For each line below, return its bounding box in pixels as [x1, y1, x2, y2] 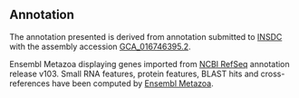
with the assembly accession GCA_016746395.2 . [9, 41, 192, 52]
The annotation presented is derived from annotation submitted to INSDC [9, 31, 283, 42]
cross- [260, 68, 285, 79]
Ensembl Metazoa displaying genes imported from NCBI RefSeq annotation [9, 58, 290, 69]
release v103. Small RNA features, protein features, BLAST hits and [9, 68, 259, 79]
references [9, 77, 51, 89]
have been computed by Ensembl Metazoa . [52, 77, 215, 89]
